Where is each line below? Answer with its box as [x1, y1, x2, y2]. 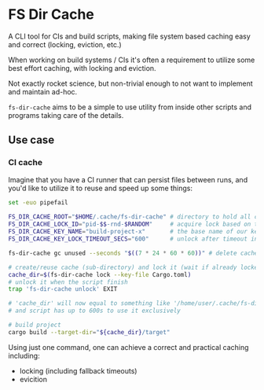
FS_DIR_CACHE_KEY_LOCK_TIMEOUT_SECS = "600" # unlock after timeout [8, 235, 247, 243]
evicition [19, 374, 47, 384]
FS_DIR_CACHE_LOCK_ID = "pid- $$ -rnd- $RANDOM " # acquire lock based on [8, 220, 251, 229]
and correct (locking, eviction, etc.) [8, 39, 122, 49]
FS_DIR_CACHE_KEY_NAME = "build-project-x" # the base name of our [8, 228, 247, 236]
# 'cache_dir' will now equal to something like [8, 300, 170, 307]
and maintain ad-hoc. [8, 86, 78, 96]
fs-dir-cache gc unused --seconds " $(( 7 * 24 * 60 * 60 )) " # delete [8, 249, 237, 257]
